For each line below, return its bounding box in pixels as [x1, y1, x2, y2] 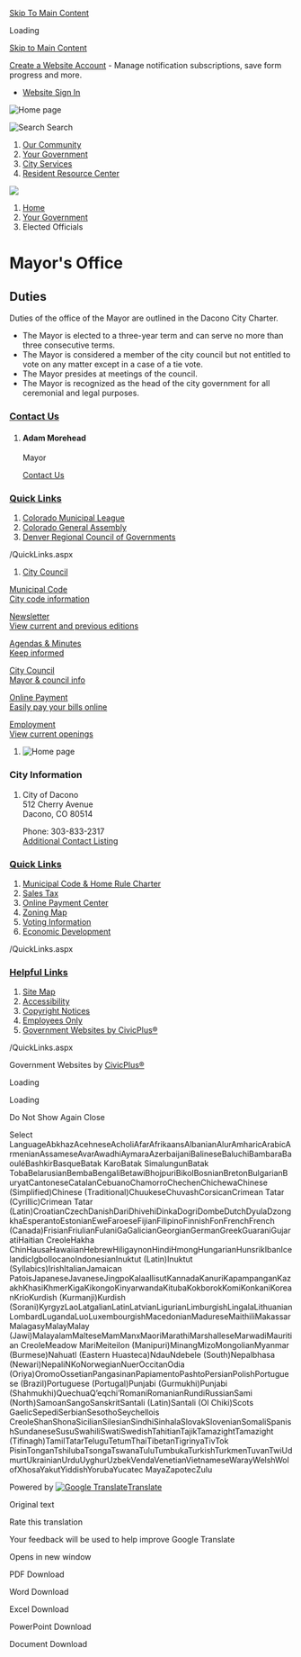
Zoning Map [22, 907, 67, 918]
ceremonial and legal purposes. [22, 387, 139, 398]
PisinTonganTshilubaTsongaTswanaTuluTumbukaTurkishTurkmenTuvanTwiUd [9, 1445, 293, 1456]
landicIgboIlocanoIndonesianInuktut [9, 1254, 142, 1264]
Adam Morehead [22, 432, 87, 443]
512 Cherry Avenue [22, 799, 93, 810]
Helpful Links [9, 965, 69, 978]
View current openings [9, 729, 94, 739]
